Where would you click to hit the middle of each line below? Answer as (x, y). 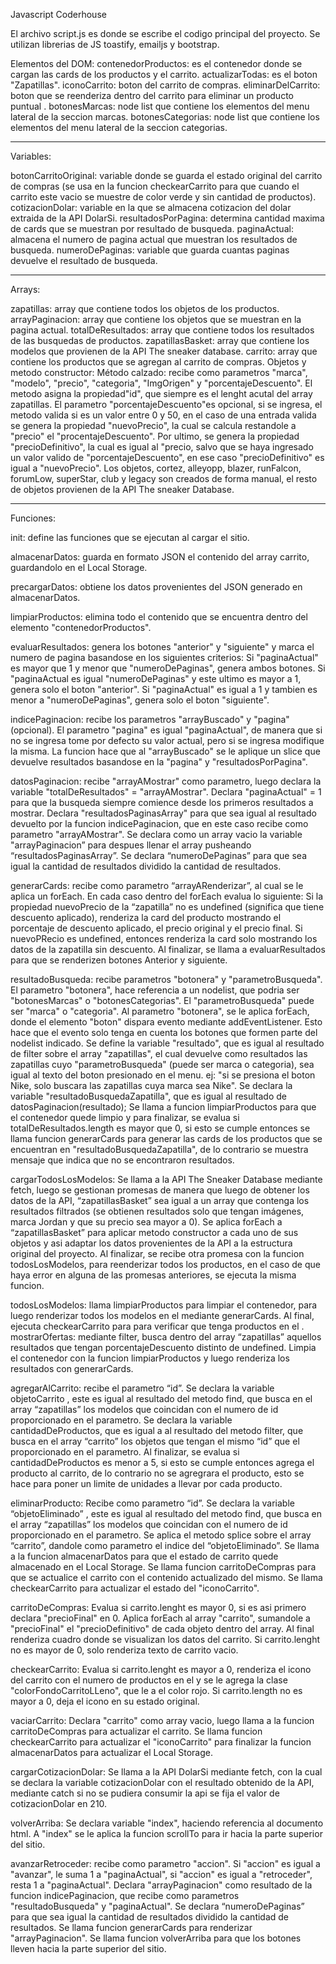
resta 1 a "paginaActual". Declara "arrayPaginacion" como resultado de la (161, 1885)
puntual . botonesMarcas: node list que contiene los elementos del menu (160, 106)
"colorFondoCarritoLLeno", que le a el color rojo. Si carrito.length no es (156, 1690)
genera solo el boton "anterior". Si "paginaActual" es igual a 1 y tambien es (164, 689)
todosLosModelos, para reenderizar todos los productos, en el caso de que (165, 1264)
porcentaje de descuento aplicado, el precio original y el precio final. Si (156, 928)
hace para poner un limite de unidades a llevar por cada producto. (146, 1483)
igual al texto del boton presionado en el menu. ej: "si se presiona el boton (163, 1075)
